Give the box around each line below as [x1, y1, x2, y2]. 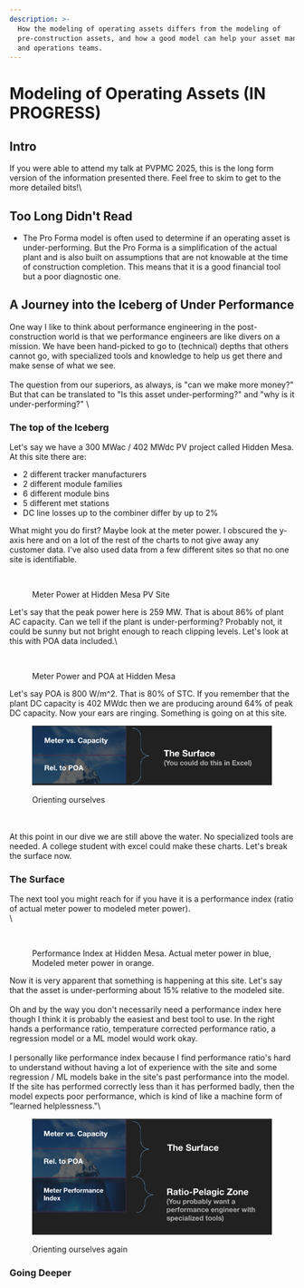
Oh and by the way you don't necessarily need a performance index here [9, 1004, 282, 1015]
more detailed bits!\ [9, 182, 82, 193]
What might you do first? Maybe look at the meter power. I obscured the [9, 525, 278, 536]
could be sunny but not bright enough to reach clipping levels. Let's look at [9, 626, 289, 637]
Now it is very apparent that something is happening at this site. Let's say [9, 975, 283, 986]
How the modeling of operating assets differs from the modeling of [17, 24, 281, 34]
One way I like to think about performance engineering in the [9, 321, 236, 332]
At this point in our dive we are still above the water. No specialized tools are [9, 831, 294, 842]
